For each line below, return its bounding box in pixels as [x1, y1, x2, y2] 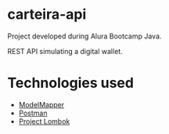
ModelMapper [18, 100, 65, 109]
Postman [18, 108, 48, 118]
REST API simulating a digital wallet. [7, 46, 123, 56]
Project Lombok [18, 116, 70, 126]
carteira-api [7, 5, 87, 24]
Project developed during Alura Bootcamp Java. [7, 31, 162, 41]
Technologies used [7, 74, 135, 92]
